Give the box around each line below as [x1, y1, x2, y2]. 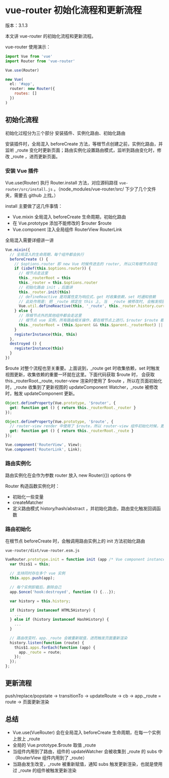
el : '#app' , [10, 81, 35, 86]
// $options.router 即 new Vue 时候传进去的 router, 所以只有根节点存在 [14, 261, 157, 266]
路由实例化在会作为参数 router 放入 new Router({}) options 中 [5, 472, 132, 478]
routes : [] [14, 91, 37, 96]
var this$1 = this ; [10, 562, 51, 567]
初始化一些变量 [12, 494, 44, 500]
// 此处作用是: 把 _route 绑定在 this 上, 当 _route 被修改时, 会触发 [18, 299, 158, 304]
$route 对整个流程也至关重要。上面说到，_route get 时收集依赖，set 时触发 [5, 365, 160, 371]
